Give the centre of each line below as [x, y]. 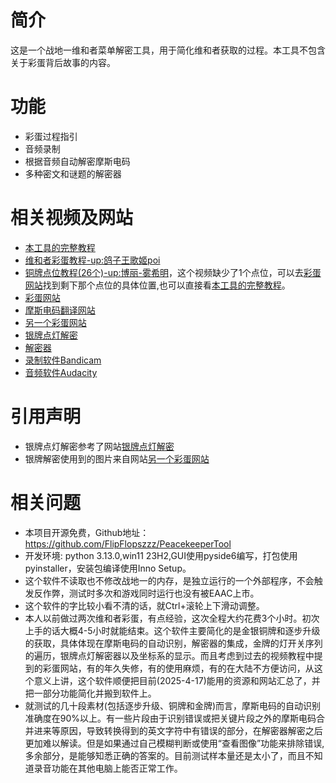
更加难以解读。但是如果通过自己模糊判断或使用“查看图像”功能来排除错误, [174, 743]
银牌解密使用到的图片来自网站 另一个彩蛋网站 [117, 458]
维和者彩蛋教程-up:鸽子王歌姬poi [92, 260]
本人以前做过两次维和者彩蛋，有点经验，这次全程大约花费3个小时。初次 [172, 618]
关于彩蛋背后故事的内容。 [63, 62]
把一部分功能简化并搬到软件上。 [90, 693]
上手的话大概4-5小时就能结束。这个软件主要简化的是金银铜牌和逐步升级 [172, 630]
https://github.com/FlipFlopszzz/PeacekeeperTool [128, 543]
